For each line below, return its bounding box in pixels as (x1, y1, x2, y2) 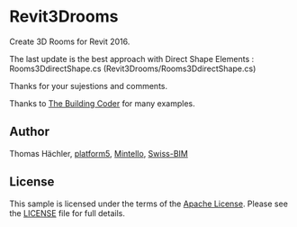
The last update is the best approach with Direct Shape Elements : (9, 53, 255, 64)
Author (9, 124, 49, 140)
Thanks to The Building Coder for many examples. (9, 97, 195, 109)
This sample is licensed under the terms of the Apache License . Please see (9, 198, 288, 209)
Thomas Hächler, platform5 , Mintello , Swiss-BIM (9, 148, 189, 159)
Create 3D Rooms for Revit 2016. (9, 36, 130, 47)
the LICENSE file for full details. (9, 207, 126, 218)
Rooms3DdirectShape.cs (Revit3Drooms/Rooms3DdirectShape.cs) (9, 63, 256, 74)
